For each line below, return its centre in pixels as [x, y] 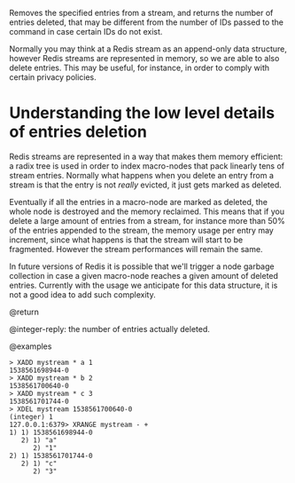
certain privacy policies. [53, 77]
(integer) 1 [31, 416]
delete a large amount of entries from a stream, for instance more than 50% [147, 220]
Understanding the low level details [142, 113]
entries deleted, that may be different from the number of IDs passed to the [146, 22]
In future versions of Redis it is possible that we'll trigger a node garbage [142, 266]
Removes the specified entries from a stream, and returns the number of [141, 13]
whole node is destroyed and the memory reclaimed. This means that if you [147, 211]
